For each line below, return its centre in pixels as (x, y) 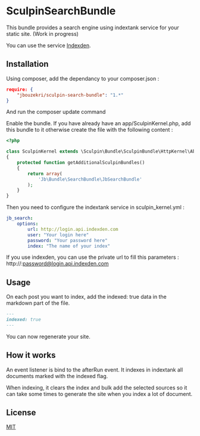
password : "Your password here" (68, 240)
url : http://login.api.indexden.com (73, 229)
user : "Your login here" (58, 235)
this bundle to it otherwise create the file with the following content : (90, 130)
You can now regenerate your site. (49, 336)
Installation (27, 64)
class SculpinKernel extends (42, 151)
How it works (31, 355)
